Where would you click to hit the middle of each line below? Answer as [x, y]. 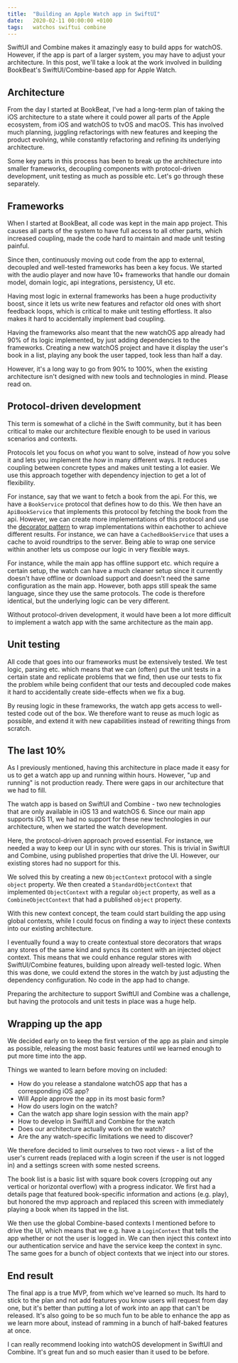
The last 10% [37, 751]
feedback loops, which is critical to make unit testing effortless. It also [109, 311]
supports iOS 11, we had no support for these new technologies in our [109, 819]
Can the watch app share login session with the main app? [103, 1114]
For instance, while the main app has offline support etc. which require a [113, 563]
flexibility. [21, 482]
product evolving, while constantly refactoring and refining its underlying [114, 140]
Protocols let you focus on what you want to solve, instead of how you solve [119, 452]
